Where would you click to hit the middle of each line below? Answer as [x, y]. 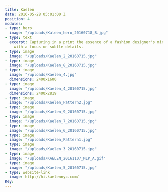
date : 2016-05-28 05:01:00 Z [35, 14]
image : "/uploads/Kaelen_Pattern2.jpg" [51, 103]
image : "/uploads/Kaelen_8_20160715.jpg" [53, 65]
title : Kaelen [20, 10]
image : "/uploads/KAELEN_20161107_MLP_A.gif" [58, 158]
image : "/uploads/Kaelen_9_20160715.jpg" [53, 112]
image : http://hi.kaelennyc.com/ [44, 177]
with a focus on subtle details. [49, 47]
